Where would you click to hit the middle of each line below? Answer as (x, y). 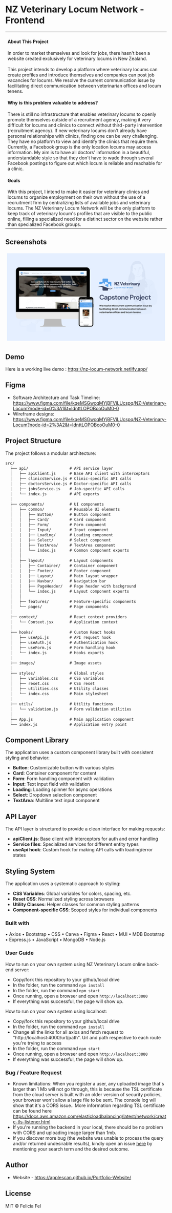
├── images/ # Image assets (56, 663)
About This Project (28, 41)
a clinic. (16, 169)
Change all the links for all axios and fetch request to (68, 1032)
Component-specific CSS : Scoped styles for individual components (85, 910)
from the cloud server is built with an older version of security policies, (87, 1094)
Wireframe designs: (34, 414)
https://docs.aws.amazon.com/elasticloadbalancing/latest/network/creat (89, 1116)
